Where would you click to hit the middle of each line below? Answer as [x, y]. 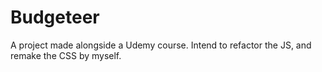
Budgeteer [55, 17]
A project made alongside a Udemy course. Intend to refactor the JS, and [161, 45]
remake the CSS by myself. [66, 55]
